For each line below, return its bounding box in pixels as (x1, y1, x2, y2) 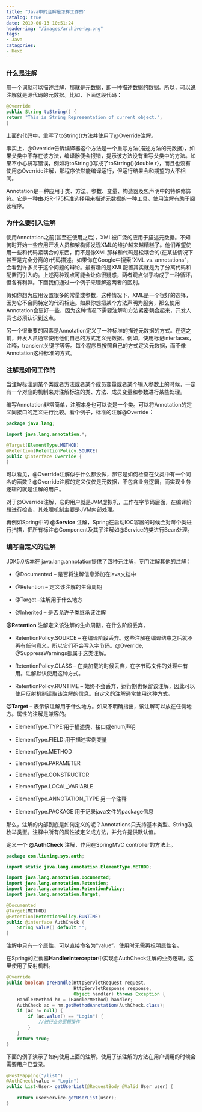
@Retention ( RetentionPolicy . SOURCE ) (6, 447, 98, 454)
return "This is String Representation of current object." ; (6, 114, 163, 120)
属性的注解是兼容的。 (16, 710, 70, 717)
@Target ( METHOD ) (6, 908, 47, 914)
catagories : (6, 43, 36, 49)
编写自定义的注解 (6, 542, 56, 551)
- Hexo (6, 48, 23, 54)
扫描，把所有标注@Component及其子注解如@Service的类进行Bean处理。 (11, 526, 193, 533)
